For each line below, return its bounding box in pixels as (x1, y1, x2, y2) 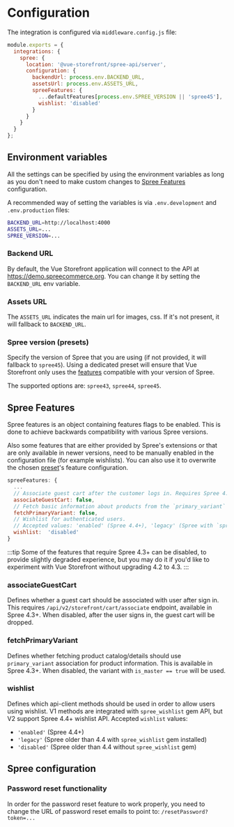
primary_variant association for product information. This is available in (7, 659, 213, 667)
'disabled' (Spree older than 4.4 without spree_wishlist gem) (17, 743, 197, 751)
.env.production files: (7, 206, 70, 214)
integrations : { (13, 47, 61, 55)
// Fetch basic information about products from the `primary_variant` (13, 503, 226, 510)
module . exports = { (7, 41, 64, 48)
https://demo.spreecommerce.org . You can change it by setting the (7, 272, 201, 280)
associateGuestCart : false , (13, 496, 95, 503)
